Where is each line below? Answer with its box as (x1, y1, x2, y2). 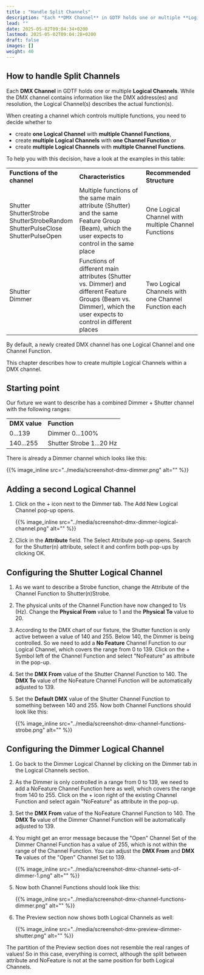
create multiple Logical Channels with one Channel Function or (15, 136, 177, 144)
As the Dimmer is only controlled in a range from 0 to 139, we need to (15, 778, 189, 785)
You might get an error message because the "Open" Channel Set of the (15, 834, 196, 841)
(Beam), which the (78, 224, 132, 232)
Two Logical (145, 279, 181, 288)
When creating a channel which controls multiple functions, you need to (6, 112, 186, 119)
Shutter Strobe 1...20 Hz (47, 439, 117, 448)
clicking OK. (15, 550, 46, 557)
